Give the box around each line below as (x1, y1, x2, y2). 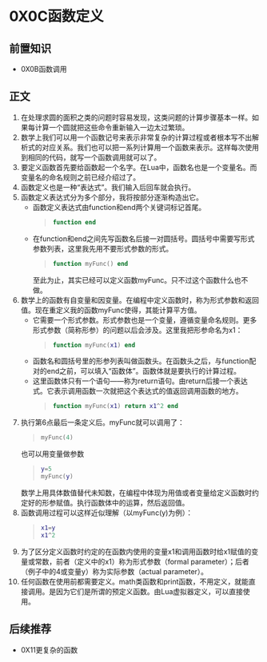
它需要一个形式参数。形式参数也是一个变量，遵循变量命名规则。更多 (32, 315, 257, 324)
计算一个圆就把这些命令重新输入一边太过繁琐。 (34, 122, 189, 132)
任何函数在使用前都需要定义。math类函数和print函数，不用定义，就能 (20, 577, 249, 586)
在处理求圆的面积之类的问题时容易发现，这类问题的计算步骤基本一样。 (20, 113, 253, 122)
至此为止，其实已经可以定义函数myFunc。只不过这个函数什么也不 (32, 275, 249, 284)
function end (52, 218, 97, 226)
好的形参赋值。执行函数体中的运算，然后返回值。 (27, 497, 189, 507)
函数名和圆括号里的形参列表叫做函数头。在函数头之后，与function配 (32, 356, 257, 366)
